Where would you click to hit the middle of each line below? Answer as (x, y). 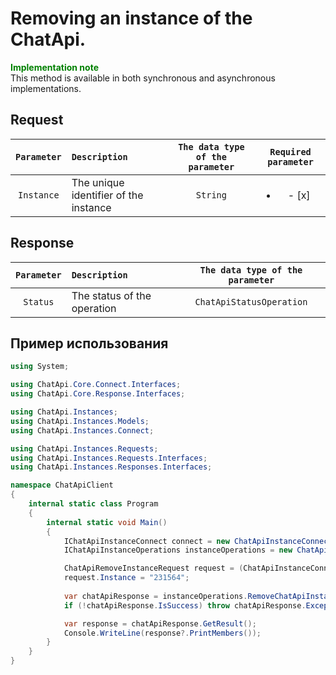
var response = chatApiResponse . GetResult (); (160, 623)
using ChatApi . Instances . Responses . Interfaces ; (111, 467)
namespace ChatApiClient (62, 485)
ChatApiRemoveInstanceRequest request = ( (153, 568)
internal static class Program (93, 504)
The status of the (111, 295)
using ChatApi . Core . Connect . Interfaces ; (96, 385)
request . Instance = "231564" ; (126, 578)
